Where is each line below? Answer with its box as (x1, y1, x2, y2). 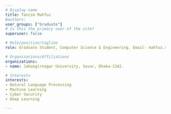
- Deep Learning (5, 96, 40, 102)
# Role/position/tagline (5, 40, 58, 46)
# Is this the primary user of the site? (5, 26, 95, 32)
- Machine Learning (5, 87, 47, 92)
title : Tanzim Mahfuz (5, 12, 51, 17)
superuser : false (5, 31, 42, 36)
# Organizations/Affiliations (5, 54, 70, 59)
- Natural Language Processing (5, 82, 72, 88)
